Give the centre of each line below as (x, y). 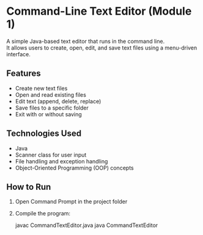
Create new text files (41, 88)
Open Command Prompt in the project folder (71, 202)
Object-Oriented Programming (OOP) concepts (74, 168)
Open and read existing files (51, 95)
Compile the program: (43, 214)
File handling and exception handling (61, 161)
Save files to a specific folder (52, 108)
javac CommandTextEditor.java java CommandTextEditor (87, 225)
